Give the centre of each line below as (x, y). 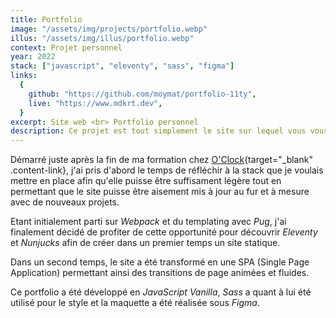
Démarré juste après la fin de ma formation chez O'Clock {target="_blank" (161, 160)
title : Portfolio (46, 19)
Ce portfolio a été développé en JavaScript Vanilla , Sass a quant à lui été (161, 292)
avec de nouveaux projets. (65, 202)
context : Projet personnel (66, 47)
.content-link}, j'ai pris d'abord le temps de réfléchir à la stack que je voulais (167, 170)
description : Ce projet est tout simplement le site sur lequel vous (158, 131)
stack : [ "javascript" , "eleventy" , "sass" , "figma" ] (122, 66)
